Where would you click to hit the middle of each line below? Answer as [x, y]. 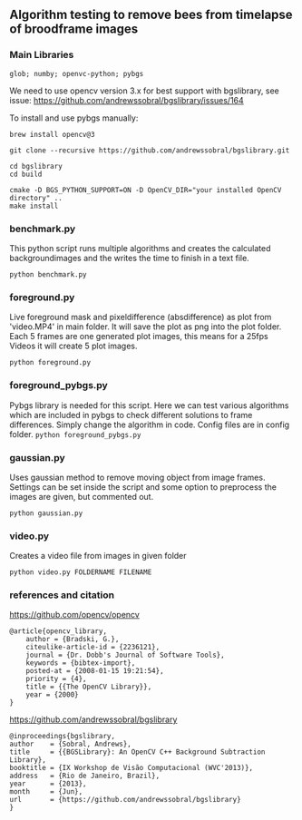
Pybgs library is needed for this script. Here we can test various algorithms [149, 405]
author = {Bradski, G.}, [73, 639]
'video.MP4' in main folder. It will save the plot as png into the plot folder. [146, 327]
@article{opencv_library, [58, 631]
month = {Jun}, [46, 792]
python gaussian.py [46, 513]
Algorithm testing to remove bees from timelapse [151, 15]
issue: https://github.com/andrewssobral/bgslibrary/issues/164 [127, 100]
